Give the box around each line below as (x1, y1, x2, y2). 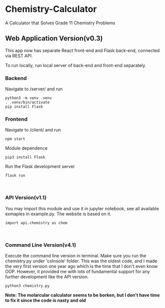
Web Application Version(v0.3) (5, 34, 103, 43)
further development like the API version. (5, 274, 89, 280)
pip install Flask (5, 104, 43, 110)
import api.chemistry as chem (5, 220, 68, 225)
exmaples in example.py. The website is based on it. (5, 211, 111, 217)
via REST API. (5, 53, 33, 59)
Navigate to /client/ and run (5, 127, 61, 133)
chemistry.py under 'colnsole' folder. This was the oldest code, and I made (5, 258, 158, 264)
